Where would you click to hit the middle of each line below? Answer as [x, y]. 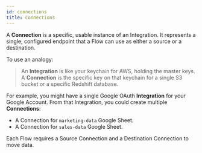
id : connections [27, 12]
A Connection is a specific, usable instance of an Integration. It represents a [101, 34]
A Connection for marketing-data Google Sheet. [74, 120]
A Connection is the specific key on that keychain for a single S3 [102, 77]
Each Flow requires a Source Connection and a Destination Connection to [97, 138]
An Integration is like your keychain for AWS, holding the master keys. [108, 71]
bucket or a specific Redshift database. [70, 84]
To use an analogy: [30, 59]
